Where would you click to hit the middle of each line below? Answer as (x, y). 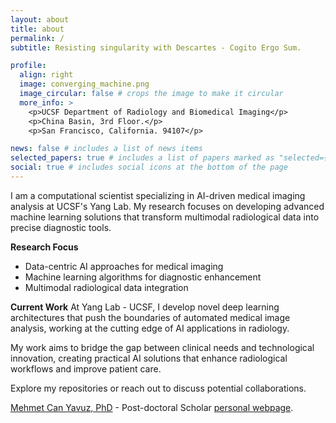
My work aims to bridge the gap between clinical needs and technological (162, 347)
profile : (28, 66)
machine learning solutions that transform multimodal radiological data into (165, 217)
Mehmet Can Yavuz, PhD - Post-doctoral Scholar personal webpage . (152, 407)
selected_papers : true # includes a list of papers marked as (142, 158)
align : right (46, 75)
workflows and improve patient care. (86, 368)
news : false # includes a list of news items (106, 149)
